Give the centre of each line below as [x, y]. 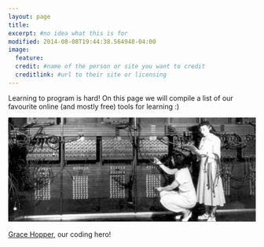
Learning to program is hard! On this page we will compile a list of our [121, 98]
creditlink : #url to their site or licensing [91, 75]
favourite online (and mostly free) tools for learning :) [94, 106]
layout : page [29, 17]
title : [19, 25]
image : [19, 50]
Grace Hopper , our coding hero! [60, 234]
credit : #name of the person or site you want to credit [110, 67]
